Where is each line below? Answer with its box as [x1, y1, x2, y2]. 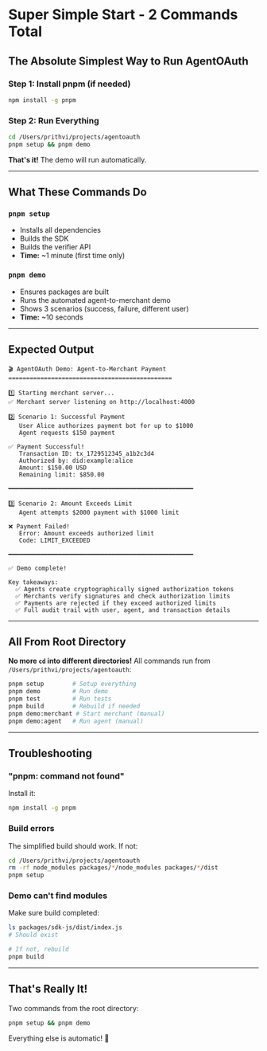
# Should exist [8, 931, 59, 939]
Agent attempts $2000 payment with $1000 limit [18, 508, 180, 516]
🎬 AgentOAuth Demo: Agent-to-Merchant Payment [8, 365, 167, 373]
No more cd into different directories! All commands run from [8, 656, 211, 666]
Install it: [8, 789, 36, 798]
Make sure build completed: [8, 908, 99, 918]
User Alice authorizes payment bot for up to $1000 [18, 422, 194, 429]
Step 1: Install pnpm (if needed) [8, 78, 131, 89]
